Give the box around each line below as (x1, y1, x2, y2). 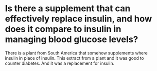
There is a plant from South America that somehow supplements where (5, 50, 148, 56)
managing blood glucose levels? (5, 34, 139, 45)
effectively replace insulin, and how (5, 13, 152, 24)
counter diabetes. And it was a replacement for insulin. (5, 60, 115, 66)
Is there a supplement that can (5, 3, 131, 14)
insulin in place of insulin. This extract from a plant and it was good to (5, 55, 144, 61)
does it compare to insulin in (5, 24, 122, 35)
